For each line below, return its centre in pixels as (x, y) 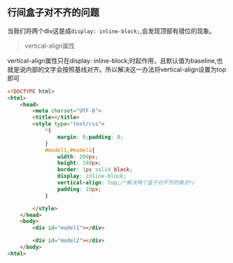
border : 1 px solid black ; (95, 170)
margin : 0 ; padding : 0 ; (90, 137)
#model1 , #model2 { (70, 150)
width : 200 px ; (78, 156)
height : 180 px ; (79, 163)
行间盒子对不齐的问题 (53, 13)
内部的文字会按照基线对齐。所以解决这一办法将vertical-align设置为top (126, 69)
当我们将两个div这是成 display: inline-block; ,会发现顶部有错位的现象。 (111, 31)
